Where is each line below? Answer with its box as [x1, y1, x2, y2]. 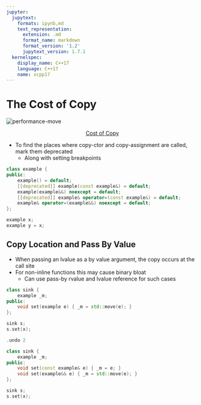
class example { [6, 166, 48, 173]
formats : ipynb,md [17, 20, 64, 26]
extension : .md [22, 32, 62, 38]
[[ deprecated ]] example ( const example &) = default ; [17, 183, 151, 189]
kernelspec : [12, 54, 43, 60]
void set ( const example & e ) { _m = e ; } [17, 365, 121, 371]
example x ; [6, 217, 34, 223]
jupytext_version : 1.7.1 [22, 49, 86, 55]
